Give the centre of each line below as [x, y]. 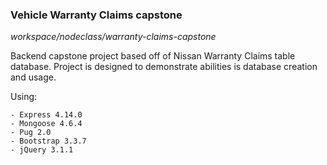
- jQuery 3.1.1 [42, 150]
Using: [24, 97]
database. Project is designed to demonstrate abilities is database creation [164, 67]
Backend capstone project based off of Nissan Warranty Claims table [153, 56]
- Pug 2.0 [31, 133]
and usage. [33, 77]
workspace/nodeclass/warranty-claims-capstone [113, 37]
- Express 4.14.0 [46, 115]
